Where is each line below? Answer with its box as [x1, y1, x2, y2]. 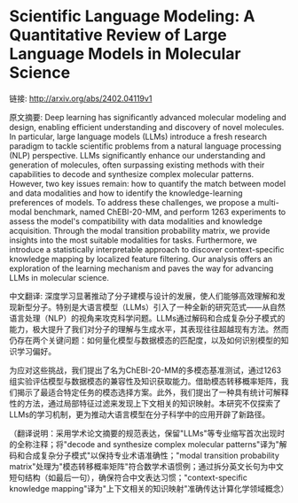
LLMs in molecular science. [9, 272, 109, 282]
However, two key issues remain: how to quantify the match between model [9, 178, 286, 189]
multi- [257, 197, 279, 207]
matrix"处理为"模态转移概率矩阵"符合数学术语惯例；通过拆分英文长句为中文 [9, 460, 284, 471]
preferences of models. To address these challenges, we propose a [9, 197, 256, 207]
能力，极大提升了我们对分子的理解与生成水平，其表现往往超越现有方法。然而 [9, 323, 289, 334]
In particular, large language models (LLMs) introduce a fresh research [9, 131, 268, 142]
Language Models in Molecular [9, 44, 241, 64]
